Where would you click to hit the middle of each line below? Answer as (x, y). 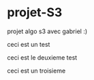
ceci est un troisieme (36, 71)
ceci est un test (29, 44)
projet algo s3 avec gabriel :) (47, 31)
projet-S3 (35, 13)
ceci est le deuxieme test (42, 57)
